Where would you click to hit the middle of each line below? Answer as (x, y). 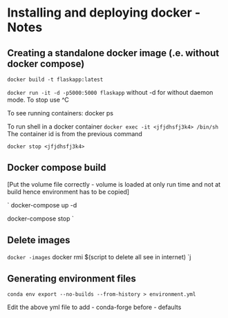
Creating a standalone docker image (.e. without (113, 53)
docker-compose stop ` (41, 218)
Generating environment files (72, 279)
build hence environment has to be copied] (68, 191)
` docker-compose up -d (42, 205)
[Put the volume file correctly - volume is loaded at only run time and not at (114, 184)
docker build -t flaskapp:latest (55, 79)
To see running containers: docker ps (60, 113)
